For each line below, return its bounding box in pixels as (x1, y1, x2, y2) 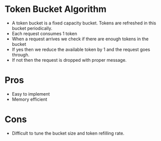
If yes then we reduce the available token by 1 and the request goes (11, 46, 150, 52)
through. (11, 51, 30, 58)
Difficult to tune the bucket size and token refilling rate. (11, 130, 125, 136)
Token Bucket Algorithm (4, 3, 107, 15)
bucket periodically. (11, 25, 53, 31)
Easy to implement (11, 91, 50, 97)
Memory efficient (11, 96, 48, 102)
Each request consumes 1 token (11, 30, 78, 36)
